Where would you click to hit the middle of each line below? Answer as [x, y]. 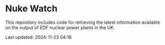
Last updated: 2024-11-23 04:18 [39, 37]
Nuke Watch [32, 9]
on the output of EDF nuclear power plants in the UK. [60, 27]
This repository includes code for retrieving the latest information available [83, 22]
